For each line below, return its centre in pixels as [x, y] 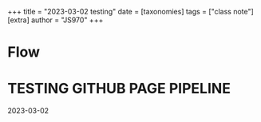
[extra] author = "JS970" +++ [55, 20]
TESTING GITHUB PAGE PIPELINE [119, 89]
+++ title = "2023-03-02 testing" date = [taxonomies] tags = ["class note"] [131, 12]
